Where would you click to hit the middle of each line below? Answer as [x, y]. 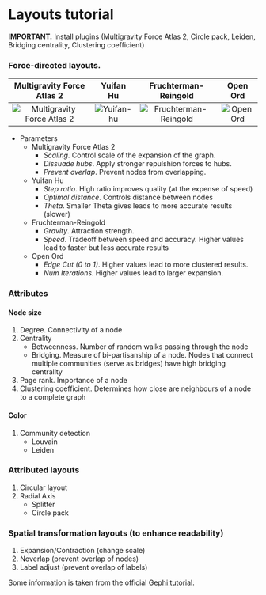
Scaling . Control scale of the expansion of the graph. [129, 155]
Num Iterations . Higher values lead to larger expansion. [133, 273]
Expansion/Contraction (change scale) [82, 551]
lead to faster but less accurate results [106, 248]
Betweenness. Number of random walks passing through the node [140, 347]
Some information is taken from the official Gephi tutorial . [102, 582]
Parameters [38, 138]
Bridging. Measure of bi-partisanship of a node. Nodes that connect [142, 355]
